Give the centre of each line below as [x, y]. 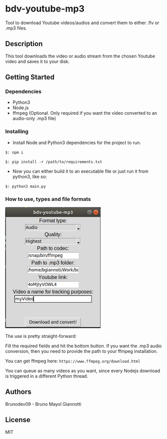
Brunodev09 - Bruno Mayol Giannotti [43, 404]
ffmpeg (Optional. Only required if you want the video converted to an [85, 113]
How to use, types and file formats [48, 199]
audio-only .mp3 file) [34, 118]
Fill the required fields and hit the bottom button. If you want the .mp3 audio [83, 346]
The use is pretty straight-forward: [41, 336]
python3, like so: [30, 176]
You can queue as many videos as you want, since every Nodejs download [83, 371]
